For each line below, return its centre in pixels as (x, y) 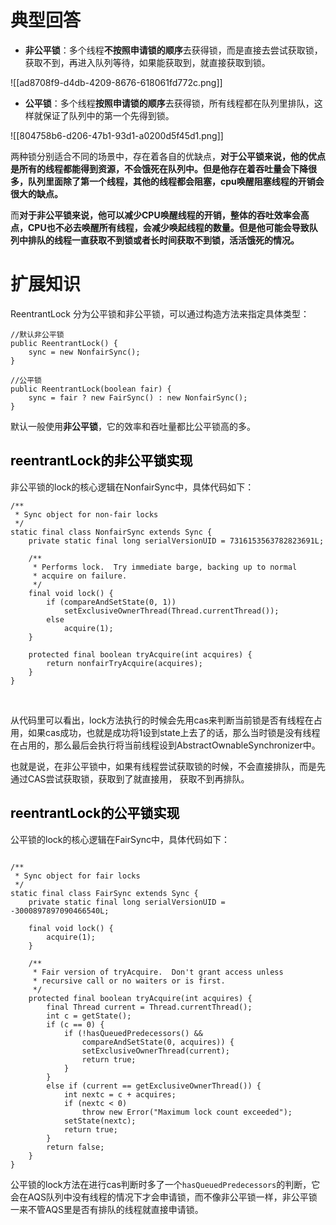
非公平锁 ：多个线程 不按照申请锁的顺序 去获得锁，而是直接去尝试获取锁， (173, 50)
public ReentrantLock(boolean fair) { (91, 389)
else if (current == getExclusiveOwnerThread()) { (154, 1086)
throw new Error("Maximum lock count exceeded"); (187, 1112)
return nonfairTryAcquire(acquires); (124, 663)
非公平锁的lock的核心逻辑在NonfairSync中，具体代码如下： (132, 487)
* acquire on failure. (80, 576)
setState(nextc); (100, 1121)
